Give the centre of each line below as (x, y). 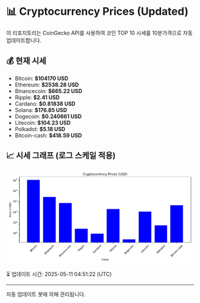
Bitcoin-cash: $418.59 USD (48, 135)
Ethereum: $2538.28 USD (47, 85)
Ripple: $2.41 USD (37, 97)
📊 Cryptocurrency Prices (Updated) (97, 12)
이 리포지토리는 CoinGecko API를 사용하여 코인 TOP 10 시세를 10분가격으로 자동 (99, 33)
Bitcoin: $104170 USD (41, 78)
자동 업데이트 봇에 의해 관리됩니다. (46, 294)
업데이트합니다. (24, 40)
